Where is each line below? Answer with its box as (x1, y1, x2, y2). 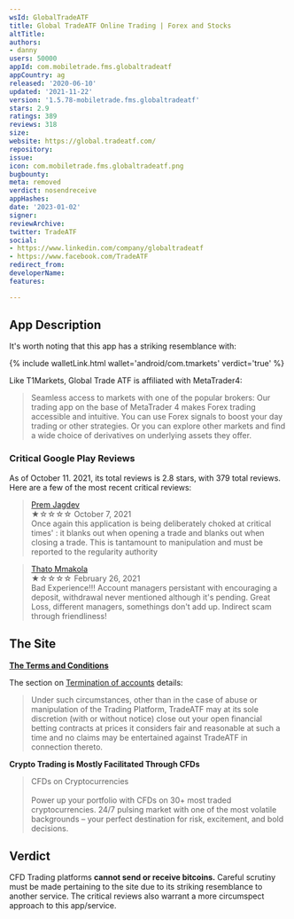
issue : (9, 153, 34, 162)
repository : (9, 145, 53, 153)
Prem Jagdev (30, 499, 80, 510)
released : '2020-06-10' (9, 79, 97, 88)
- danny (9, 46, 38, 55)
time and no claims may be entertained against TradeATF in (30, 732, 248, 742)
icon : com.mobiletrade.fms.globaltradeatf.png (9, 161, 184, 170)
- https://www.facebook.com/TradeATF (9, 252, 149, 262)
